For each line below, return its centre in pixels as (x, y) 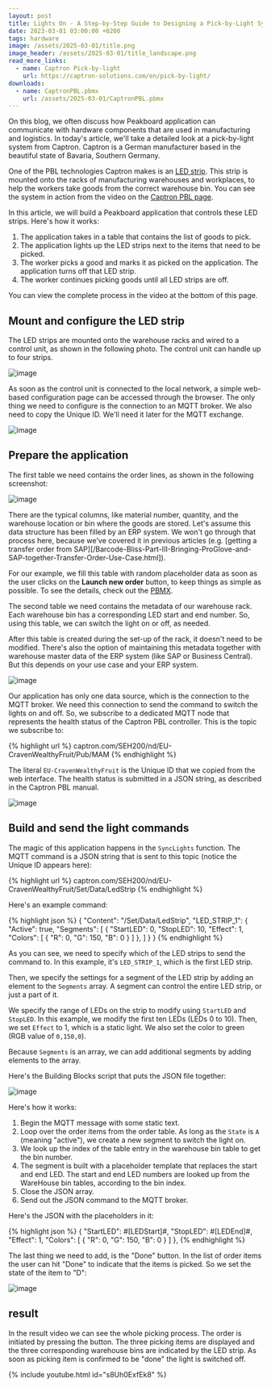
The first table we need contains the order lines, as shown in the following (131, 475)
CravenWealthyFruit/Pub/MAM (59, 754)
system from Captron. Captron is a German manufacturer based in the (125, 147)
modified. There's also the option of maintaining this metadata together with (134, 647)
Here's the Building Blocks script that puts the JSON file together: (117, 1075)
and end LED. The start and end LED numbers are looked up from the (135, 1174)
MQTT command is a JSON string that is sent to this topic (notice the (123, 856)
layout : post (30, 16)
